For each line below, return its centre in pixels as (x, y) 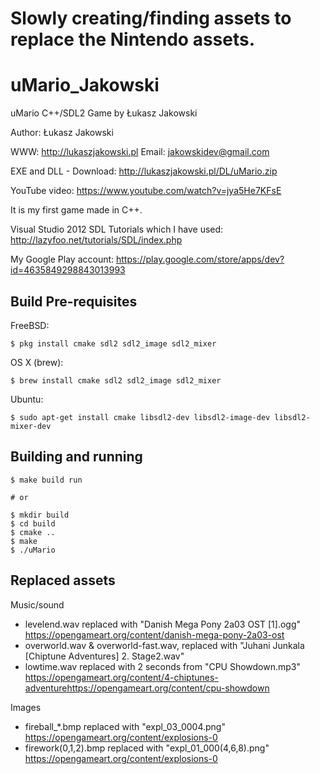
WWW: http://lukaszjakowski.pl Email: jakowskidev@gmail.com (140, 152)
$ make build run (46, 480)
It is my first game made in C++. (76, 210)
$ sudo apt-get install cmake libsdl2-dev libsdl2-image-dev (140, 417)
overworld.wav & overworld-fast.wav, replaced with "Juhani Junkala (164, 645)
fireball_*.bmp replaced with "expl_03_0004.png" (125, 726)
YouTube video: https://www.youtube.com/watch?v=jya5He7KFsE (146, 191)
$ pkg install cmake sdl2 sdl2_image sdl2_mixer (113, 343)
